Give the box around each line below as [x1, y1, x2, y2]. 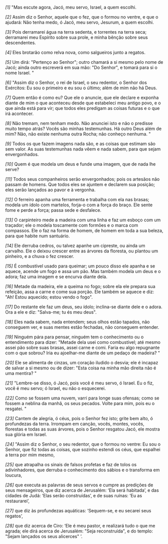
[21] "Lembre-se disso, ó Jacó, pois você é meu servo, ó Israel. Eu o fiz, [5, 380, 154, 386]
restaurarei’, [5, 498, 30, 504]
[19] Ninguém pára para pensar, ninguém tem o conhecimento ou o [5, 334, 144, 340]
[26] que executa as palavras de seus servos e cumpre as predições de [5, 482, 153, 488]
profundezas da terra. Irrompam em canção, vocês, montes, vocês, [5, 421, 144, 427]
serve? [5, 167, 19, 172]
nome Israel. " [5, 70, 34, 76]
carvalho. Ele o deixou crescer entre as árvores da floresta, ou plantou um [5, 248, 158, 254]
